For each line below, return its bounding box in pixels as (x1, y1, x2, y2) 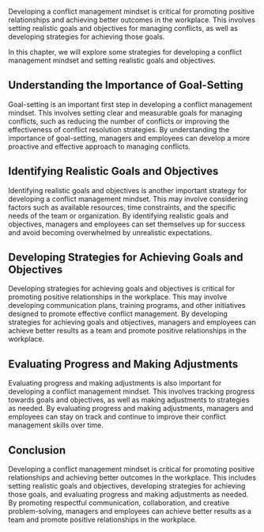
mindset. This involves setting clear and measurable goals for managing (8, 108, 243, 117)
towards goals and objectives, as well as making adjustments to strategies (8, 395, 250, 405)
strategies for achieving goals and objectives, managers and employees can (8, 317, 257, 327)
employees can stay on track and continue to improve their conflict (8, 412, 227, 422)
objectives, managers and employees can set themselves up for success (8, 219, 246, 229)
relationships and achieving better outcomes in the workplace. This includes (8, 473, 257, 482)
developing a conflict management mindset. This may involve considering (8, 194, 248, 203)
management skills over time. (8, 420, 104, 430)
